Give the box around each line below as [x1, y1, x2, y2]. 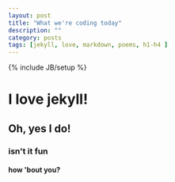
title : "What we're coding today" [8, 19, 123, 27]
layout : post [8, 11, 51, 20]
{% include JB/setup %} [8, 63, 87, 72]
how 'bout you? [8, 165, 61, 175]
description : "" [8, 26, 62, 34]
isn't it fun [8, 146, 49, 157]
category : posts [8, 33, 62, 42]
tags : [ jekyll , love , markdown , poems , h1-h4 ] [8, 41, 169, 49]
